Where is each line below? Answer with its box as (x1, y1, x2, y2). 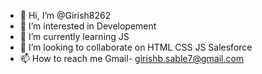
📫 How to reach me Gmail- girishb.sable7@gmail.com (19, 53, 245, 64)
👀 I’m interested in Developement (19, 20, 157, 32)
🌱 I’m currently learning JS (19, 31, 130, 42)
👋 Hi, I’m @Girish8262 (19, 10, 112, 21)
